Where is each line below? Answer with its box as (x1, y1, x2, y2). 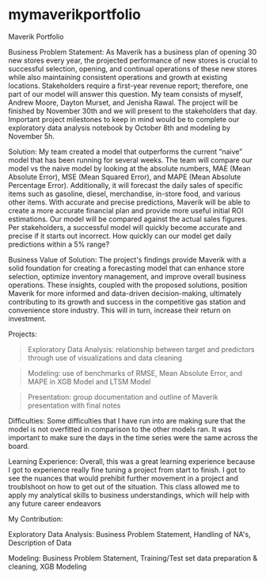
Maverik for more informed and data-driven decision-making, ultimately (8, 288, 242, 298)
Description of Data (8, 538, 72, 547)
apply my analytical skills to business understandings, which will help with (8, 490, 249, 500)
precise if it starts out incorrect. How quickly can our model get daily (8, 231, 232, 240)
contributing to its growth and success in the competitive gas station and (8, 297, 246, 306)
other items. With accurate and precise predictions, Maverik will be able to (8, 197, 251, 207)
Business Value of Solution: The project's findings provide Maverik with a (8, 255, 247, 264)
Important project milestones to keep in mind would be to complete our (8, 114, 240, 124)
